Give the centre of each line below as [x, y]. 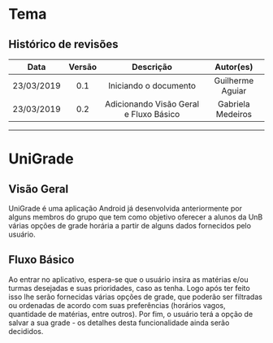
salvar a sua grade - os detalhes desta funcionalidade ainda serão [119, 323]
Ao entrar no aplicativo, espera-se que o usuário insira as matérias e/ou [128, 279]
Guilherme [234, 80]
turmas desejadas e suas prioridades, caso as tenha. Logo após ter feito [129, 288]
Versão [83, 67]
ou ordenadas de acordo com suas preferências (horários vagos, [117, 305]
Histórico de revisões [64, 44]
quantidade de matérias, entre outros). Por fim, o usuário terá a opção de [131, 314]
